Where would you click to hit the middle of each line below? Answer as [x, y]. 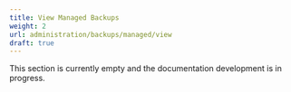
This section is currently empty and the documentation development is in [146, 69]
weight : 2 [28, 26]
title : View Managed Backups [64, 18]
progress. [27, 78]
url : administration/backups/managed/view [91, 34]
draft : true [32, 43]
